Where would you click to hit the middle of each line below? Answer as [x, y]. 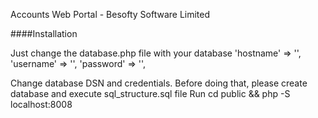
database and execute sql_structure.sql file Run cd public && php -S [150, 93]
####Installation [44, 33]
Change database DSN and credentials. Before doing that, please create [159, 83]
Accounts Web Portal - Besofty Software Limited [110, 14]
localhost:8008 [41, 104]
